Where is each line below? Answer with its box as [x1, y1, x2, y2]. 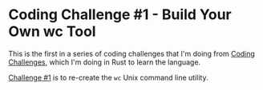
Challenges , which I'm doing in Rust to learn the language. [8, 57, 201, 67]
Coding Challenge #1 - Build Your [8, 6, 232, 24]
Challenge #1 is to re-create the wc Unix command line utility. [8, 72, 208, 82]
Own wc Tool [8, 22, 96, 41]
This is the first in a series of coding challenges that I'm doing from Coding [8, 49, 255, 58]
